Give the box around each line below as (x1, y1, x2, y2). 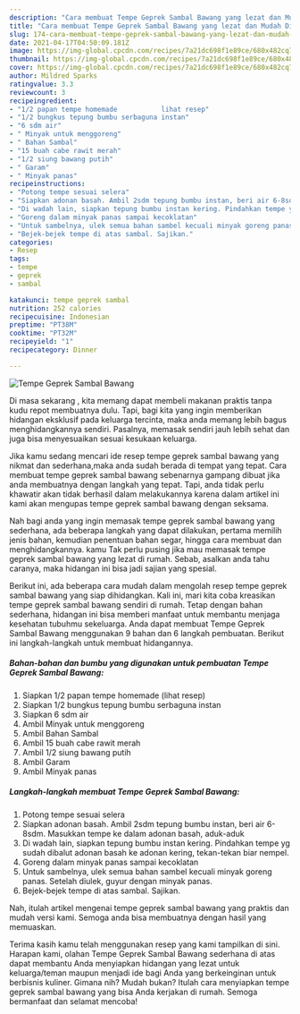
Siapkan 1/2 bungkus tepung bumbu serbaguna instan (21, 699, 221, 710)
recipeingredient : (9, 96, 78, 106)
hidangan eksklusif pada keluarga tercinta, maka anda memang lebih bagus (9, 413, 287, 425)
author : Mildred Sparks (9, 72, 98, 81)
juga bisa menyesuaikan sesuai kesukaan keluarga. (9, 433, 197, 444)
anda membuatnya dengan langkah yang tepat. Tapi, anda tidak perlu (9, 479, 265, 490)
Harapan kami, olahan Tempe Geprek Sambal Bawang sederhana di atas (9, 948, 276, 959)
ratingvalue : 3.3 (9, 80, 74, 89)
